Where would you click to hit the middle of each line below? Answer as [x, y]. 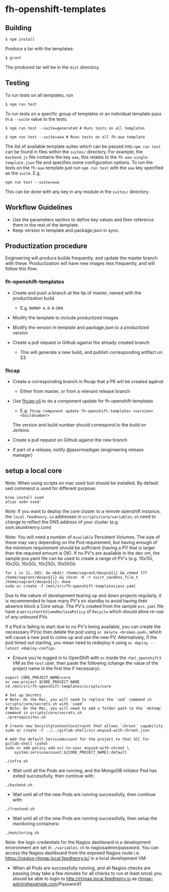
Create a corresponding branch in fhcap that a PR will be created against [88, 382]
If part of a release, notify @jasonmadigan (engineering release [78, 450]
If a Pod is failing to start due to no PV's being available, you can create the [83, 627]
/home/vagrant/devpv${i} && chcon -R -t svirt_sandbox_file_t [72, 577]
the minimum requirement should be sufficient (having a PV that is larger [80, 548]
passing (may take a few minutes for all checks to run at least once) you [87, 873]
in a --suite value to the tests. [36, 119]
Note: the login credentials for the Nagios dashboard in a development [78, 842]
